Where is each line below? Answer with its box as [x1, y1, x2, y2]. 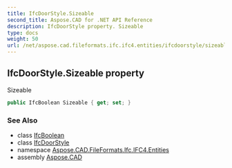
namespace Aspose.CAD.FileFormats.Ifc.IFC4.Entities [17, 145, 169, 154]
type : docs [7, 29, 39, 36]
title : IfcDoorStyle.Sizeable [7, 10, 95, 17]
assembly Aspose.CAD [17, 153, 83, 161]
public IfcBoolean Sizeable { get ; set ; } [7, 99, 131, 106]
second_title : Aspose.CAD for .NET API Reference [7, 17, 153, 23]
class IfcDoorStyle [17, 138, 70, 147]
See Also [7, 115, 38, 125]
